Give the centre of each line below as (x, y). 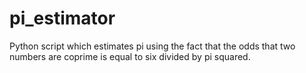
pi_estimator (62, 18)
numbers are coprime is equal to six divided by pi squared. (130, 56)
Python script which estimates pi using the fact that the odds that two (152, 46)
